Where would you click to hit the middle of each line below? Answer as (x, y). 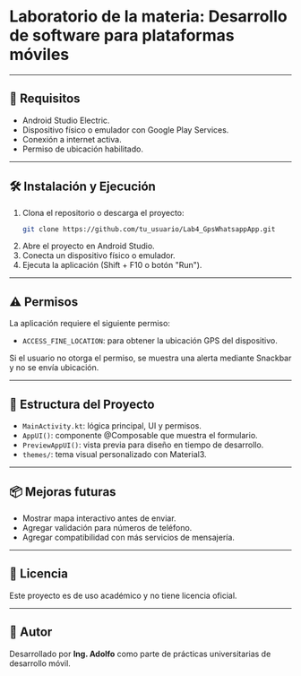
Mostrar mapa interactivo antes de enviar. (99, 518)
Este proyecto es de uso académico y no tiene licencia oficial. (123, 595)
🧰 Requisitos (45, 99)
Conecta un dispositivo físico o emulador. (99, 256)
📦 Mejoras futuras (63, 492)
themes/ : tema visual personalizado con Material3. (115, 455)
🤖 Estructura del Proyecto (82, 404)
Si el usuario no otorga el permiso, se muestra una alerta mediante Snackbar (150, 358)
